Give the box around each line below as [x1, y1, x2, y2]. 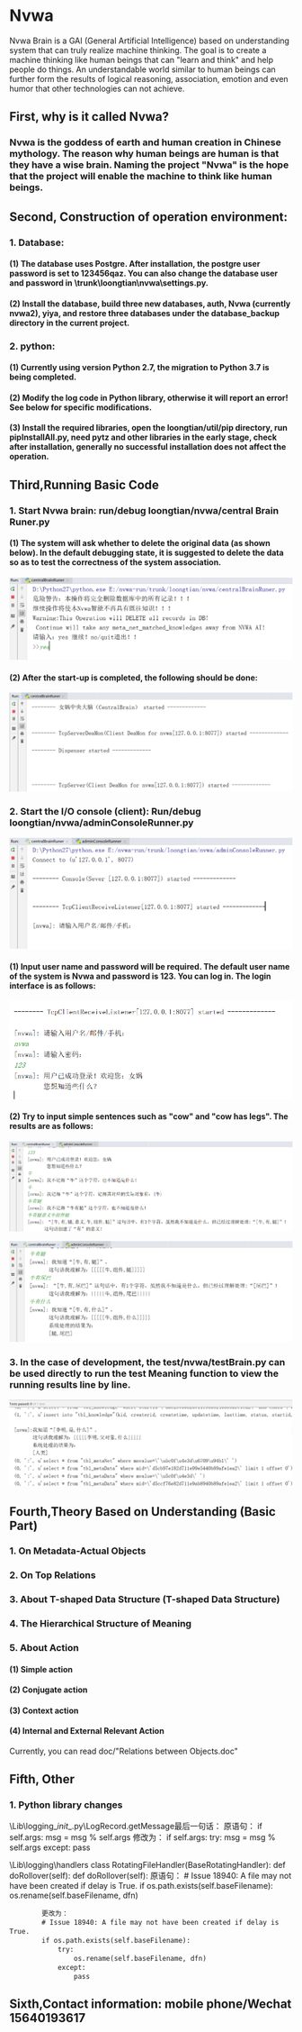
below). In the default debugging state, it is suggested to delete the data [9, 547, 285, 559]
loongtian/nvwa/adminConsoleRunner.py [9, 816, 194, 829]
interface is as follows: [9, 980, 96, 991]
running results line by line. [9, 1378, 131, 1390]
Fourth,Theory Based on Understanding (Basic [9, 1504, 276, 1519]
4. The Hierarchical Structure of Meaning [9, 1617, 191, 1630]
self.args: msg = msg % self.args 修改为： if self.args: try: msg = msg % [9, 1831, 276, 1843]
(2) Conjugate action [9, 1684, 88, 1695]
